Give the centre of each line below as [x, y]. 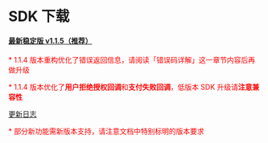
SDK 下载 [39, 16]
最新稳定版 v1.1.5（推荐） [50, 40]
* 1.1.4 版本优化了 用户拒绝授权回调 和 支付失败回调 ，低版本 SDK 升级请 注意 [130, 87]
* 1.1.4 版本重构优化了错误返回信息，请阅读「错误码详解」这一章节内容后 [128, 60]
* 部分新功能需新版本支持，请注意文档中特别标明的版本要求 [106, 131]
